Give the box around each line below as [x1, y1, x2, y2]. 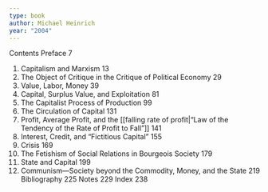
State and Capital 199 [20, 158, 91, 167]
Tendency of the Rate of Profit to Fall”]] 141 [20, 123, 162, 133]
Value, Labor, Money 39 [20, 81, 99, 90]
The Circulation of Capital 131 [20, 106, 117, 116]
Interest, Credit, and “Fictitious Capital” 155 [20, 132, 163, 142]
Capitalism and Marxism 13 [20, 64, 110, 74]
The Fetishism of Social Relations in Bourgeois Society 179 [20, 149, 213, 158]
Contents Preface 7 [9, 49, 73, 58]
